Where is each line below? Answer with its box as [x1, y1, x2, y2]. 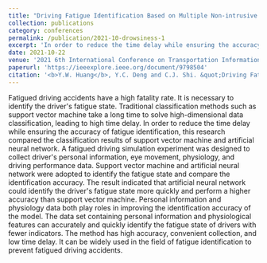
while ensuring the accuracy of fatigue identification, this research [8, 127, 226, 136]
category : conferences [8, 26, 83, 34]
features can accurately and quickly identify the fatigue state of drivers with [8, 220, 257, 230]
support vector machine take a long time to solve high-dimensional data [8, 109, 244, 120]
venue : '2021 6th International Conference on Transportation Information [8, 57, 261, 65]
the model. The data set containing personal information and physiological [8, 211, 252, 221]
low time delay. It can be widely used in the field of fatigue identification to [8, 237, 252, 246]
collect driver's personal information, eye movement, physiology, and [8, 152, 235, 162]
